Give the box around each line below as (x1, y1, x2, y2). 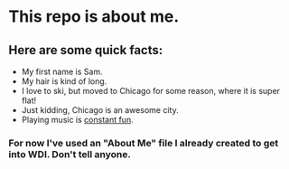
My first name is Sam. (21, 66, 103, 77)
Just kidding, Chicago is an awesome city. (21, 105, 179, 115)
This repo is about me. (8, 6, 180, 27)
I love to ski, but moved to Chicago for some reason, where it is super (21, 86, 281, 96)
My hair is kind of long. (21, 76, 107, 87)
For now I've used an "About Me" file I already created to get (8, 136, 279, 149)
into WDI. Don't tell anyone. (8, 147, 132, 160)
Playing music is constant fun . (21, 115, 134, 125)
